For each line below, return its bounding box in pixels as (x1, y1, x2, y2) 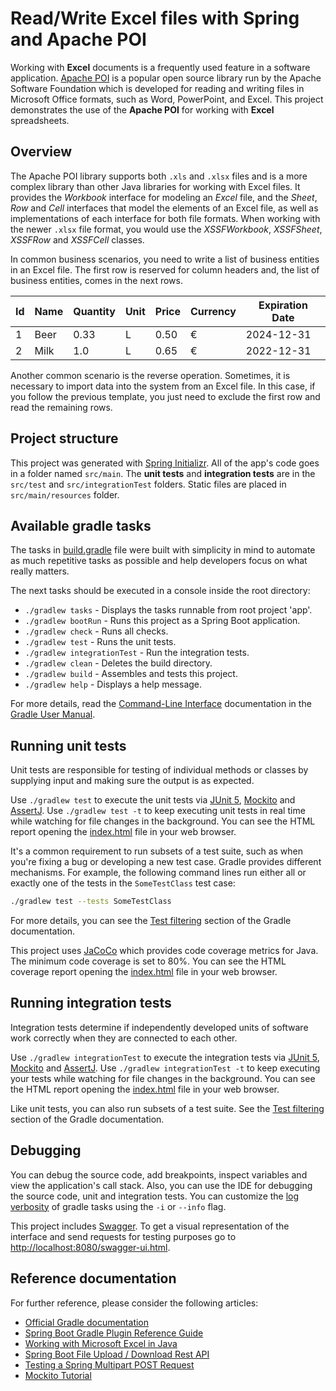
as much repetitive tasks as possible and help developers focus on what (10, 555, 308, 567)
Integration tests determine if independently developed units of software (10, 1021, 309, 1033)
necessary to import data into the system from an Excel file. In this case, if (10, 380, 316, 392)
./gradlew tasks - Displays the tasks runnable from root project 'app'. (24, 604, 313, 616)
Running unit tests (10, 737, 127, 754)
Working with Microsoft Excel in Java (24, 1337, 178, 1349)
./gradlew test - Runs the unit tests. (24, 636, 177, 648)
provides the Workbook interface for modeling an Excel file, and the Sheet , (10, 191, 318, 203)
